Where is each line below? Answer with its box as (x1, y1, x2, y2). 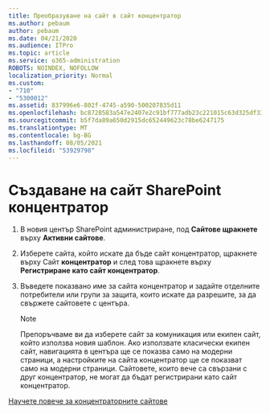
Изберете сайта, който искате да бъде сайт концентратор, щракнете (19, 248, 257, 258)
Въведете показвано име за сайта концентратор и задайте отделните (19, 281, 260, 291)
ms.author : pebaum (8, 19, 70, 27)
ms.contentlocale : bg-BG (8, 131, 92, 139)
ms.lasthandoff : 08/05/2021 (8, 138, 103, 147)
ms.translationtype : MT (8, 124, 88, 132)
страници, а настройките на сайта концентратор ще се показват (19, 355, 243, 365)
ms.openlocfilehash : (8, 109, 78, 117)
